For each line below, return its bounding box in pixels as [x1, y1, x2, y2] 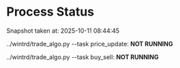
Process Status [6, 4, 95, 20]
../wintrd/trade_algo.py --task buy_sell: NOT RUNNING [6, 52, 159, 61]
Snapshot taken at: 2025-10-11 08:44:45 [6, 27, 120, 35]
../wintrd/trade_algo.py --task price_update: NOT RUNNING [6, 39, 173, 48]
